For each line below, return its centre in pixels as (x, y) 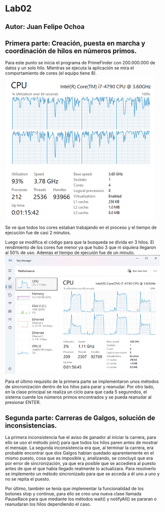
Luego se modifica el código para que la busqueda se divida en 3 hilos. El (80, 242)
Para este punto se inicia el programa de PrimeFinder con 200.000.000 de (80, 63)
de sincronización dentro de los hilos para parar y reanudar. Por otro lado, (80, 387)
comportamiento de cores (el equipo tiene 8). (51, 73)
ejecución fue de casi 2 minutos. (38, 233)
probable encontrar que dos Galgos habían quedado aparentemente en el (80, 453)
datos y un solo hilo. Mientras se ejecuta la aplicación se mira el (69, 68)
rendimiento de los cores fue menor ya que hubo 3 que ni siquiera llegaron (81, 247)
